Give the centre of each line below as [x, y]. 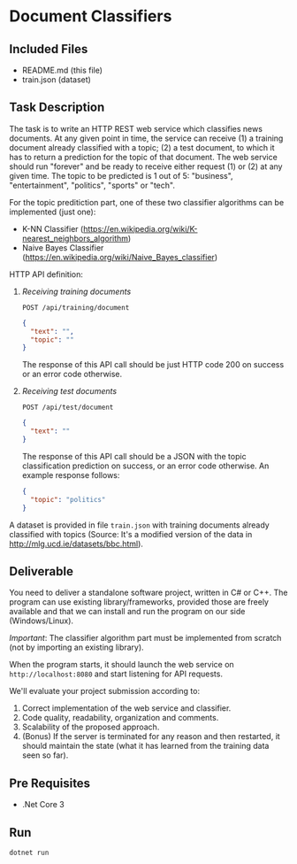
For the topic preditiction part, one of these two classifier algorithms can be [147, 202]
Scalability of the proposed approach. [91, 727]
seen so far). [45, 755]
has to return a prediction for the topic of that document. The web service [144, 157]
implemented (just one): [53, 212]
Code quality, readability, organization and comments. [120, 718]
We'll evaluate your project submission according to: [105, 691]
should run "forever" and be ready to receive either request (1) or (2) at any [146, 166]
